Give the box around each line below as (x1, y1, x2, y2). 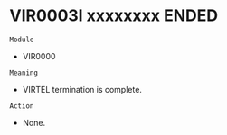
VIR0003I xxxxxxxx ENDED (9, 5, 219, 26)
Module (9, 35, 34, 44)
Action (9, 101, 34, 111)
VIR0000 (22, 50, 56, 61)
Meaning (9, 68, 39, 77)
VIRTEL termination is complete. (22, 84, 143, 94)
